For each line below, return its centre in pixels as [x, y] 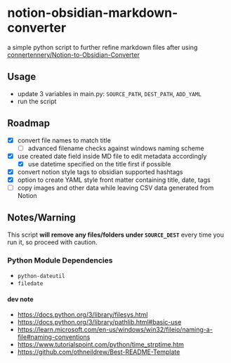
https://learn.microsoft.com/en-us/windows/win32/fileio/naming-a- [115, 330]
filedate [30, 284]
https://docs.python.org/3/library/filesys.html [82, 315]
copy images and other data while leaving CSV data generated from [115, 187]
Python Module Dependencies [60, 260]
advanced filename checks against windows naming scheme [116, 148]
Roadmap [29, 123]
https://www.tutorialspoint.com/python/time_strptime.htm [101, 345]
